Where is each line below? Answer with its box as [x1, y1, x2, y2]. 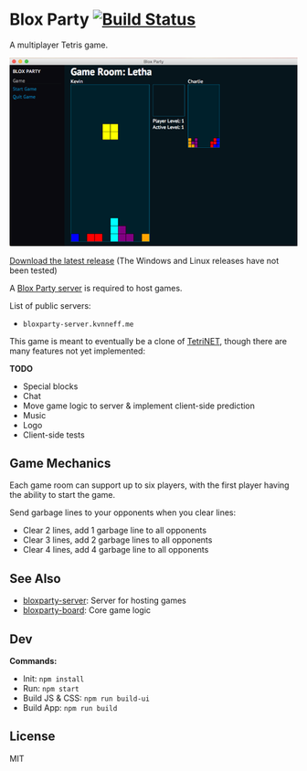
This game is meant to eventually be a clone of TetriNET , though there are [9, 335, 288, 346]
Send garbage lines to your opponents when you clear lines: [9, 507, 237, 518]
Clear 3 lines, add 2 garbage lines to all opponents [22, 534, 213, 545]
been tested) [9, 265, 58, 276]
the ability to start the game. [9, 490, 116, 501]
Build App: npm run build [22, 702, 118, 713]
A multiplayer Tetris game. [9, 39, 109, 50]
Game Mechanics [9, 456, 111, 470]
